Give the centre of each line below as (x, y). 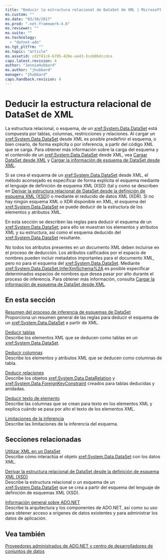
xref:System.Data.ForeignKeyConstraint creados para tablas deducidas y (80, 383)
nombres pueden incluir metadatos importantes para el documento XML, (80, 258)
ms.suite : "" (19, 33)
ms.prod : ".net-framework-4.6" (38, 24)
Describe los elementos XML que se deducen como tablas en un (72, 337)
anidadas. (15, 389)
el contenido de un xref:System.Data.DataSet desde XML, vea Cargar (76, 154)
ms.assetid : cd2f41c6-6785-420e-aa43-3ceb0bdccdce (59, 56)
